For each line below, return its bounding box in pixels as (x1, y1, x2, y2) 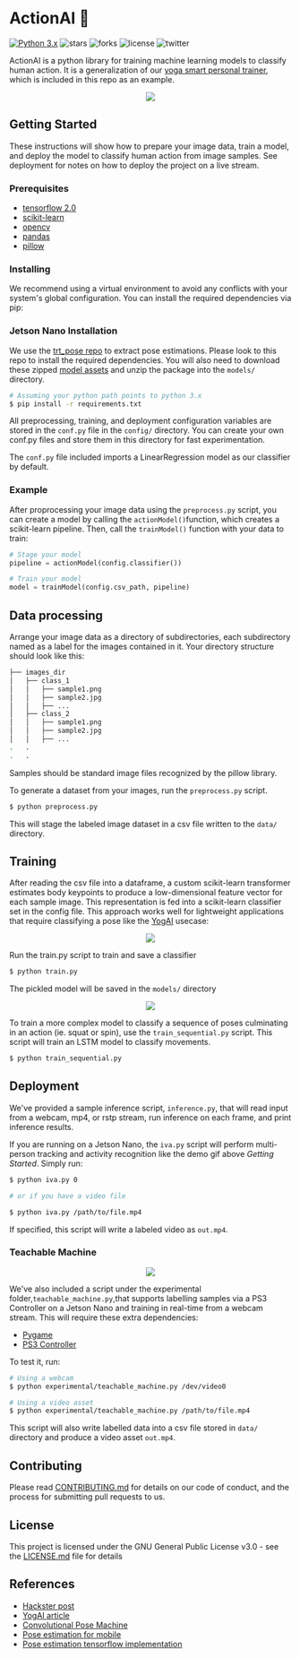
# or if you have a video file (9, 1191, 126, 1200)
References (9, 1576, 75, 1592)
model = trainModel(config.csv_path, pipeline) (9, 583, 191, 592)
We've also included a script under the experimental (9, 1283, 201, 1294)
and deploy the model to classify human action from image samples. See (9, 150, 278, 160)
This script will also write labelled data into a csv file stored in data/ (9, 1422, 258, 1433)
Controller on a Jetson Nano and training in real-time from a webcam (9, 1302, 264, 1313)
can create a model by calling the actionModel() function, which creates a (9, 514, 280, 524)
